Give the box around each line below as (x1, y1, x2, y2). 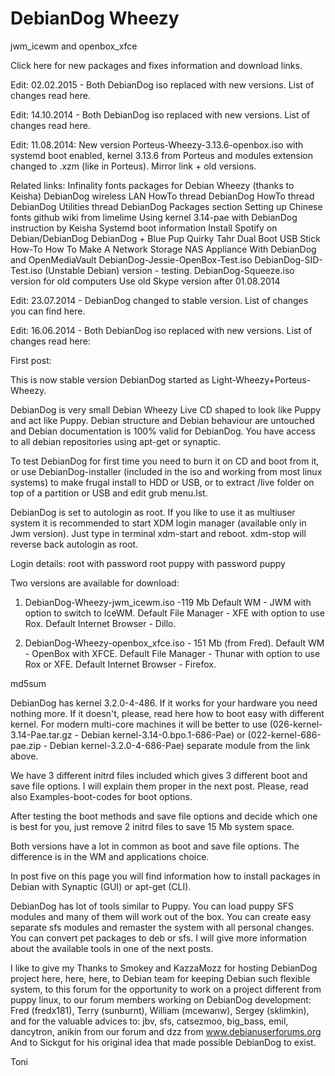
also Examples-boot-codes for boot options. (10, 790, 193, 802)
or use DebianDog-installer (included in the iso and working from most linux (10, 465, 323, 477)
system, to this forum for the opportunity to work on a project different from (10, 983, 322, 995)
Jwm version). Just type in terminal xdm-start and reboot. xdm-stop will (10, 527, 307, 539)
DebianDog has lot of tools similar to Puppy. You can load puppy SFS (10, 900, 294, 912)
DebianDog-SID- (254, 253, 323, 266)
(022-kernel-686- (247, 728, 322, 741)
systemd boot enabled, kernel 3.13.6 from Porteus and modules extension (10, 149, 314, 161)
